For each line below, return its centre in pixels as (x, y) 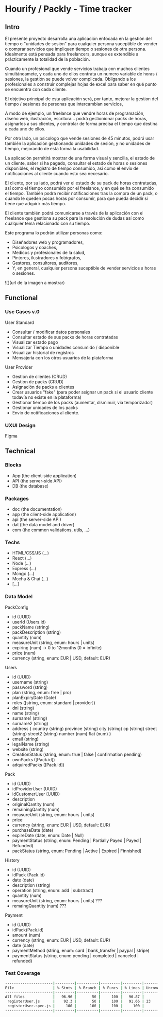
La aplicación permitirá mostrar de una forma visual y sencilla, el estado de (80, 158)
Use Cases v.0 (22, 312)
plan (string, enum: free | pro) (41, 692)
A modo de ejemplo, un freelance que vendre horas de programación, (75, 113)
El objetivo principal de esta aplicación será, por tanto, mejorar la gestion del (81, 99)
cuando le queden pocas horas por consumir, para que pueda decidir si (76, 198)
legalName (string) (31, 744)
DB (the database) (30, 486)
